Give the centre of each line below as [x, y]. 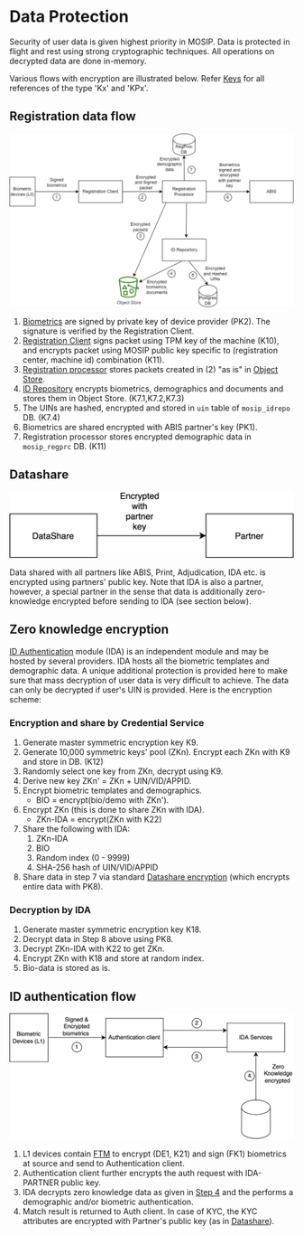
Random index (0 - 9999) [83, 857]
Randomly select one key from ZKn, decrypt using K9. [123, 771]
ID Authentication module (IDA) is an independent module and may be [139, 651]
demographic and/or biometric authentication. [108, 1202]
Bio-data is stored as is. [66, 968]
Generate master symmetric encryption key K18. [112, 929]
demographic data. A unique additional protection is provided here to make [149, 670]
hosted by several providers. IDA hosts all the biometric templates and [139, 661]
